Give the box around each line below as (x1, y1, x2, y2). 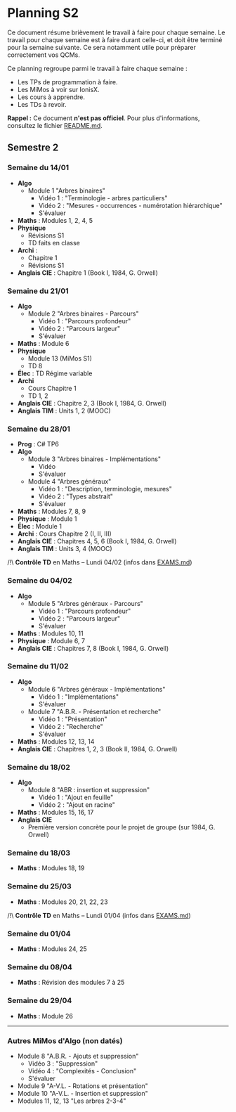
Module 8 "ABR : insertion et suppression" (27, 786, 150, 794)
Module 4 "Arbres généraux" (27, 477, 112, 486)
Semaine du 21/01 (7, 286, 69, 296)
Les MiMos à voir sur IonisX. (17, 85, 100, 93)
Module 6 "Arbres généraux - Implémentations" (27, 685, 166, 693)
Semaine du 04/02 (7, 576, 72, 586)
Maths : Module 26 (17, 1011, 74, 1020)
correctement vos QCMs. (7, 51, 81, 59)
